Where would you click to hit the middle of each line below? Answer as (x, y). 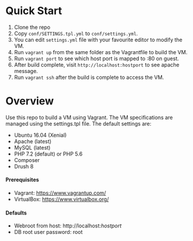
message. (26, 71)
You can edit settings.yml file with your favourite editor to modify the (98, 39)
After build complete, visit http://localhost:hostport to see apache (97, 65)
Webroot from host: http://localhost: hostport (68, 226)
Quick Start (34, 11)
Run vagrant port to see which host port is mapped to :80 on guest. (96, 58)
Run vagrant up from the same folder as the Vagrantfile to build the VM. (101, 52)
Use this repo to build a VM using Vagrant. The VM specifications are (89, 117)
